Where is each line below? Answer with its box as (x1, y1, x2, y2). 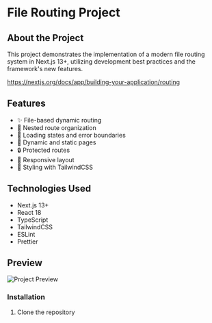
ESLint (16, 230, 36, 238)
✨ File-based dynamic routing (16, 116, 102, 124)
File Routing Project (7, 5, 121, 21)
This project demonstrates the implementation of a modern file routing (7, 50, 205, 58)
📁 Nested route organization (16, 123, 97, 131)
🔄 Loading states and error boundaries (16, 131, 127, 139)
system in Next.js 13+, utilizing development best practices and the (7, 57, 196, 66)
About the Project (7, 32, 84, 44)
